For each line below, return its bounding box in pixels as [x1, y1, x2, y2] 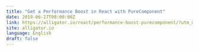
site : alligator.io [6, 25, 54, 31]
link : [6, 19, 20, 25]
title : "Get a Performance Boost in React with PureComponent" [6, 8, 166, 15]
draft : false [6, 36, 38, 42]
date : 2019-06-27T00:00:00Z [6, 14, 76, 20]
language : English [6, 30, 52, 36]
